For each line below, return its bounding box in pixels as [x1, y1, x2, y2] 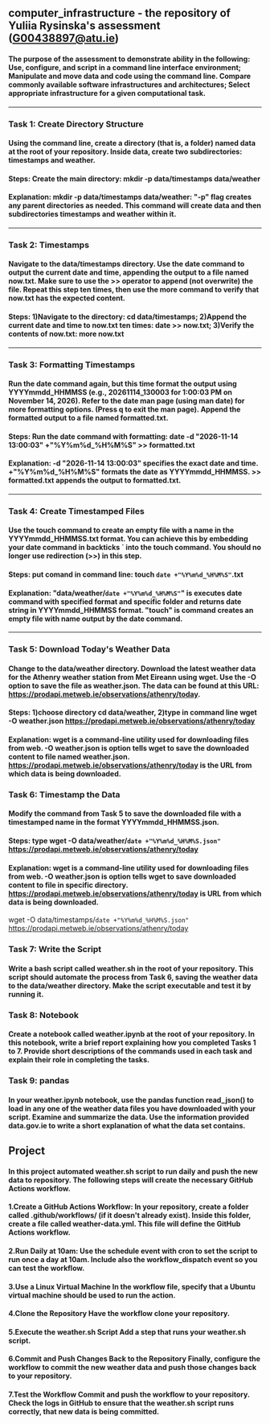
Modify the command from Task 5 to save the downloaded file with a [8, 809, 242, 818]
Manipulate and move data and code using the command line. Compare [8, 71, 252, 81]
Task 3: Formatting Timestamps [8, 358, 135, 370]
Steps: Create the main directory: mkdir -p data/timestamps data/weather [8, 173, 261, 184]
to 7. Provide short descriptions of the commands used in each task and [8, 1046, 253, 1056]
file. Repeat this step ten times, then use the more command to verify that [8, 285, 260, 295]
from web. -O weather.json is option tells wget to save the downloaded [8, 743, 249, 752]
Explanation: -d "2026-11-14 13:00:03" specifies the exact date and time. [8, 458, 259, 468]
